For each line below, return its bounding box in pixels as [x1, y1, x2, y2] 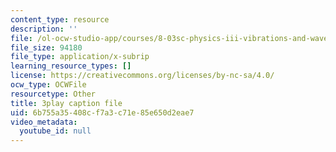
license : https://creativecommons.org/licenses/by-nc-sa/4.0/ [10, 71, 275, 81]
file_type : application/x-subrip [10, 52, 150, 62]
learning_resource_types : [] [10, 61, 132, 71]
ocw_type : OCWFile [10, 80, 87, 90]
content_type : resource [10, 14, 110, 25]
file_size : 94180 [10, 42, 83, 53]
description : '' [10, 24, 78, 34]
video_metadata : [10, 117, 78, 127]
